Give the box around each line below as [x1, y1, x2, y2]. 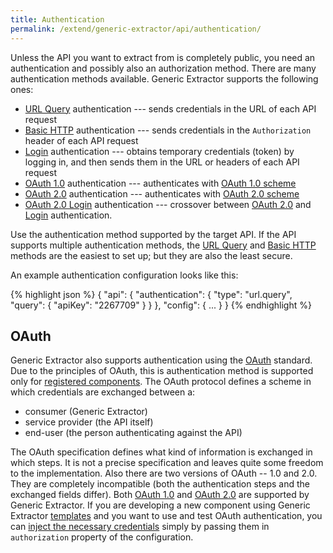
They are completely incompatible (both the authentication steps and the [10, 478, 310, 490]
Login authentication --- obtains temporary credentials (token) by [24, 145, 295, 157]
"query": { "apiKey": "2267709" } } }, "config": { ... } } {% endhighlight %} [10, 299, 312, 311]
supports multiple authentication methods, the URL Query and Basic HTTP [10, 239, 317, 251]
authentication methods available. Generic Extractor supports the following [10, 72, 319, 85]
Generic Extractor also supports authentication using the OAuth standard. [10, 354, 313, 366]
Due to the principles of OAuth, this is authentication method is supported [10, 365, 314, 377]
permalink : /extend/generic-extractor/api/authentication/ [10, 24, 262, 34]
